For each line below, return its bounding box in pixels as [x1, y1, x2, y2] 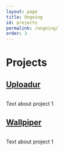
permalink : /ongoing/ [6, 25, 59, 31]
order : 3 [6, 31, 27, 37]
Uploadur [6, 79, 41, 89]
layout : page [6, 8, 38, 15]
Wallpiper [6, 117, 42, 127]
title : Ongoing [6, 14, 43, 20]
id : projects [6, 19, 38, 25]
